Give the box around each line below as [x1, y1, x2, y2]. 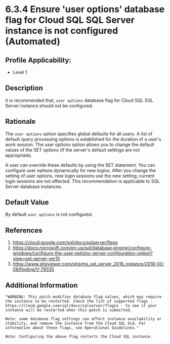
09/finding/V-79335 [12, 266, 55, 272]
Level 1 [12, 69, 27, 75]
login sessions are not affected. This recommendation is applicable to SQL [5, 178, 160, 184]
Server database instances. [5, 183, 63, 189]
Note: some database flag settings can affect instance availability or [5, 317, 162, 322]
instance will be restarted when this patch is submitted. [5, 308, 133, 313]
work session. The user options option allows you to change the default [5, 141, 154, 148]
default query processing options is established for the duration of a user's [5, 136, 161, 142]
